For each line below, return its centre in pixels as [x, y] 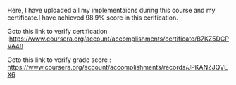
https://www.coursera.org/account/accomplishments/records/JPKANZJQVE [118, 67]
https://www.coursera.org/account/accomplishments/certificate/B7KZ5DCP [119, 39]
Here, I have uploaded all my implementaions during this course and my [111, 10]
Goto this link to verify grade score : [59, 60]
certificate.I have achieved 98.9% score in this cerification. [93, 18]
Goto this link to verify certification [57, 31]
